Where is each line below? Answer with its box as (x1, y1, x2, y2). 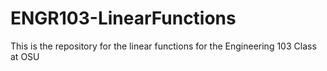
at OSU (10, 50, 40, 62)
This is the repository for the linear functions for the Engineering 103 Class (10, 40, 317, 52)
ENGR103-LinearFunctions (10, 7, 237, 30)
